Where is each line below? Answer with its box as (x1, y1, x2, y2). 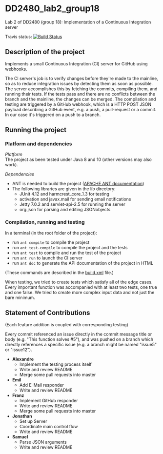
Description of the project (5, 48, 85, 56)
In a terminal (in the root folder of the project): (5, 230, 98, 236)
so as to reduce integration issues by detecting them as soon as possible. (5, 80, 153, 86)
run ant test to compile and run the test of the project (12, 250, 122, 256)
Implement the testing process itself (19, 361, 92, 367)
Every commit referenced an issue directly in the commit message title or (5, 331, 152, 337)
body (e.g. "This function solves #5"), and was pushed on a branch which (5, 336, 154, 342)
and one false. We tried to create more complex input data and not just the (5, 289, 155, 295)
